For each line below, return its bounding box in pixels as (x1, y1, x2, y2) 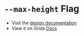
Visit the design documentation (11, 20, 77, 26)
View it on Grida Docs (11, 25, 57, 31)
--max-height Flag (4, 3, 79, 15)
